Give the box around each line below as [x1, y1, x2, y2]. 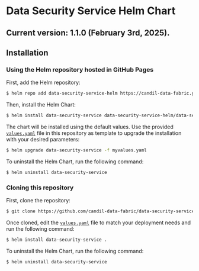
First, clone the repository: [6, 197, 71, 204]
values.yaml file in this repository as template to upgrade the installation [6, 130, 182, 137]
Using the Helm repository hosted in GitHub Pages [6, 65, 154, 73]
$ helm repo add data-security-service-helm [6, 91, 118, 96]
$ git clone [6, 208, 36, 214]
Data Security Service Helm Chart [6, 4, 176, 18]
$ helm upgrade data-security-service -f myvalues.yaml [6, 147, 147, 153]
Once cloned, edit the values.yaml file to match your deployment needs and [6, 219, 191, 226]
